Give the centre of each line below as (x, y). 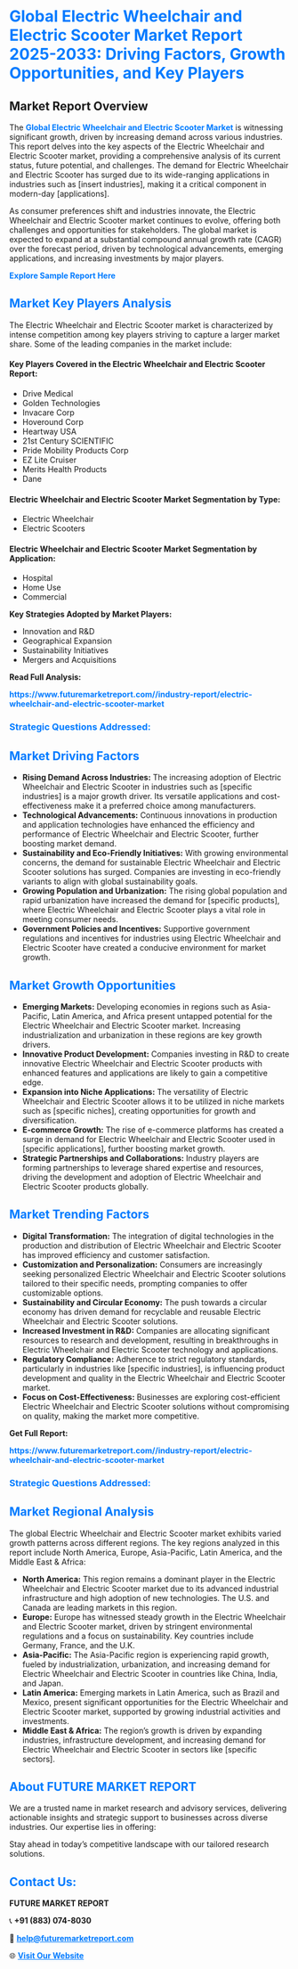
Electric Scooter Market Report (126, 35)
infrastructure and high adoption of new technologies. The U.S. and (145, 1597)
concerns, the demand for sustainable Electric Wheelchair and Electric (151, 862)
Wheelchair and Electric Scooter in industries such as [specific (137, 787)
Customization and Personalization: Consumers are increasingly (142, 1264)
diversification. (49, 1120)
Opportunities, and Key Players (127, 74)
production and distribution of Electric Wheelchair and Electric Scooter (152, 1246)
